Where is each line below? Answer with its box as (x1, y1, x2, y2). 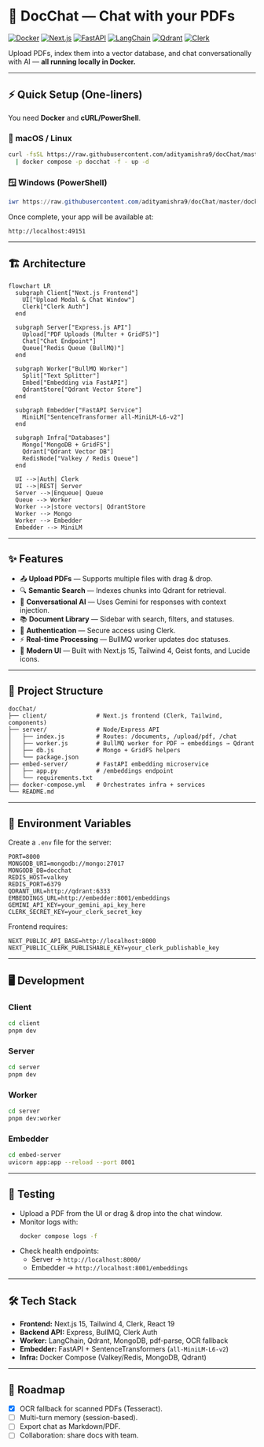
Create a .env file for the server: (8, 837, 112, 847)
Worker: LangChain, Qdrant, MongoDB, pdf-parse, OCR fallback (19, 1336, 229, 1345)
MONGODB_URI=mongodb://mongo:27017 (8, 860, 125, 868)
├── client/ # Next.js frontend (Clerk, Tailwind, (8, 712, 223, 720)
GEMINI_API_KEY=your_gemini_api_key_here (8, 901, 146, 909)
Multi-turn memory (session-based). (19, 1413, 138, 1423)
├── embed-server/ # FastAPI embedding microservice (8, 760, 210, 768)
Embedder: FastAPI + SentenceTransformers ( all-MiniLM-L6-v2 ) (19, 1344, 229, 1354)
